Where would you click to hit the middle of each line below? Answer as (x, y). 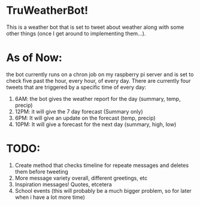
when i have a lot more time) (50, 197)
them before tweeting (42, 171)
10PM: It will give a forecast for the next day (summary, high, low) (96, 124)
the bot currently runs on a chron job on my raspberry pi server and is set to (100, 74)
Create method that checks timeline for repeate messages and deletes (102, 165)
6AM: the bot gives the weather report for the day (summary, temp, (98, 98)
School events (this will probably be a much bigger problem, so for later (103, 190)
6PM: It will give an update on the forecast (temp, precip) (85, 118)
